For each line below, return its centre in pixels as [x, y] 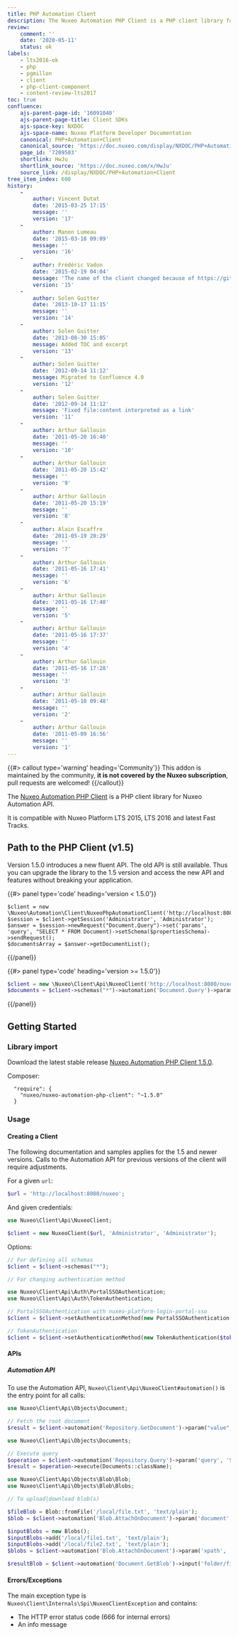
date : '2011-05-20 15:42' [71, 470]
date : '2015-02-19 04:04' [71, 271]
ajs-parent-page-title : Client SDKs [74, 119]
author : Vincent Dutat [66, 199]
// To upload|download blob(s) [53, 1499]
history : [20, 185]
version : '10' [53, 450]
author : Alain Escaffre [68, 529]
